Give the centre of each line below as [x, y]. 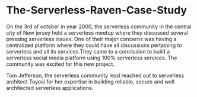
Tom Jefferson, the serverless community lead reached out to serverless [95, 75]
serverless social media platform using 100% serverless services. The [92, 58]
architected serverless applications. [50, 88]
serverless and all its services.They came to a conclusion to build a [88, 51]
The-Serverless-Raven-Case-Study [97, 10]
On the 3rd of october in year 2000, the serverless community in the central [99, 26]
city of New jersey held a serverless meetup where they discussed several [97, 32]
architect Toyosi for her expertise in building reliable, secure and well [90, 81]
